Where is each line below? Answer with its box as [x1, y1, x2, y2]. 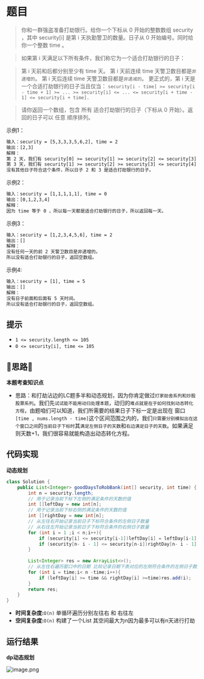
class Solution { [6, 478, 50, 485]
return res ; [28, 586, 59, 593]
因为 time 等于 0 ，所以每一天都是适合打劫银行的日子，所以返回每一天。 [6, 207, 167, 214]
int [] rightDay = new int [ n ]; [28, 513, 104, 519]
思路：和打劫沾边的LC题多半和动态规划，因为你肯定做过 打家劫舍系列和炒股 [15, 392, 196, 399]
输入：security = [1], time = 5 [6, 279, 86, 285]
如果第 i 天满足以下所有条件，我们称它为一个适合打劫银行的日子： [21, 54, 186, 61]
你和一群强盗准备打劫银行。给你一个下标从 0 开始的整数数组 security [21, 26, 193, 33]
